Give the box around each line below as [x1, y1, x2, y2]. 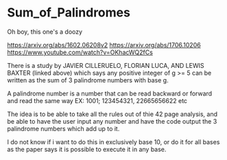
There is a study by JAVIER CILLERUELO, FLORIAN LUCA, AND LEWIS [7, 61, 204, 69]
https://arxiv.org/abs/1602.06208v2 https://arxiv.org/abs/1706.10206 [7, 41, 201, 49]
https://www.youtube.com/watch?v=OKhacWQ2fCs [7, 48, 153, 56]
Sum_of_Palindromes [7, 5, 130, 21]
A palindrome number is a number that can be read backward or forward [7, 89, 213, 98]
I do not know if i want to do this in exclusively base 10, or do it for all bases [7, 137, 220, 146]
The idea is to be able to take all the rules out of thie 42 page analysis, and [7, 110, 218, 118]
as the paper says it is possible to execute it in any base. [7, 145, 167, 153]
